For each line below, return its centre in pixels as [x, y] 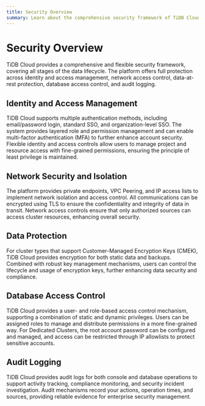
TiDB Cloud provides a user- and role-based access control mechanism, [97, 310]
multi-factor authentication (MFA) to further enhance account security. [95, 137]
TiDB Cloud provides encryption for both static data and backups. [89, 257]
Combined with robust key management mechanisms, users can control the [101, 264]
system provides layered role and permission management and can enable [100, 131]
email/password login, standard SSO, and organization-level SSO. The [94, 125]
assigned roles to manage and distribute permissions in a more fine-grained [102, 324]
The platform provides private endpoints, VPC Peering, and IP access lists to [102, 191]
